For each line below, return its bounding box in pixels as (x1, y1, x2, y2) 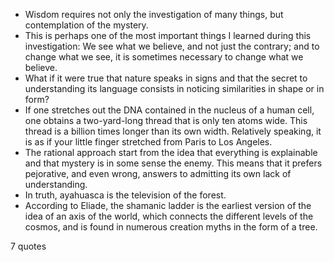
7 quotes (10, 240, 47, 252)
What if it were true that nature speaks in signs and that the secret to (24, 72, 308, 84)
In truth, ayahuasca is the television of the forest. (24, 189, 227, 201)
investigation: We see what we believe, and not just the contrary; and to (24, 40, 320, 52)
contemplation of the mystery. (24, 19, 149, 31)
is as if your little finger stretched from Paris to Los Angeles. (24, 136, 273, 148)
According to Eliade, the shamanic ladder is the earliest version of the (24, 200, 312, 211)
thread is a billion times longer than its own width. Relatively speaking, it (24, 125, 322, 137)
